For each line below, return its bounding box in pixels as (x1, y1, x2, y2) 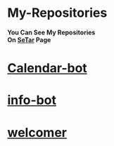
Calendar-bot (7, 60, 88, 77)
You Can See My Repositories (7, 28, 96, 36)
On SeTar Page (7, 35, 51, 44)
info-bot (7, 93, 56, 108)
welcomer (7, 124, 67, 140)
